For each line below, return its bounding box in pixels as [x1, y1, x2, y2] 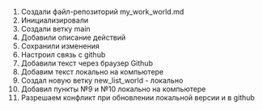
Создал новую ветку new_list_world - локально [20, 76, 184, 85]
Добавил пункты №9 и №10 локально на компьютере [20, 84, 206, 94]
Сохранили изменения [20, 41, 100, 51]
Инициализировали [20, 15, 88, 25]
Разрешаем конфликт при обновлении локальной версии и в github [20, 93, 256, 102]
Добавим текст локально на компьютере [20, 67, 164, 76]
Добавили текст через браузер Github [20, 58, 153, 68]
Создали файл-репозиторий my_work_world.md [20, 7, 185, 16]
